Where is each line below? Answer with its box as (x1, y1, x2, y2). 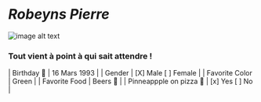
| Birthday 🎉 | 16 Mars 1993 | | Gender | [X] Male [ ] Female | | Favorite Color (8, 69, 252, 78)
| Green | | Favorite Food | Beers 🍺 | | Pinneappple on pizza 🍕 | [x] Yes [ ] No (8, 76, 253, 86)
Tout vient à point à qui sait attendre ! (8, 51, 153, 62)
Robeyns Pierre (8, 5, 110, 23)
